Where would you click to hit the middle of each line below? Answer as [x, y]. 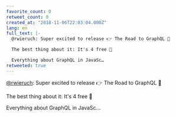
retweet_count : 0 [27, 17]
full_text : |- [24, 34]
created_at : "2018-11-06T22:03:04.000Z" [57, 22]
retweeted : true [26, 65]
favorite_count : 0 [29, 11]
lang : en [17, 28]
